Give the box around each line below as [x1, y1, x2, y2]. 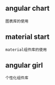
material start [5, 33, 50, 41]
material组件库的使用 [5, 47, 47, 52]
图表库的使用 [5, 18, 29, 24]
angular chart [5, 4, 50, 13]
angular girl [5, 61, 43, 70]
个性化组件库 [5, 75, 29, 81]
